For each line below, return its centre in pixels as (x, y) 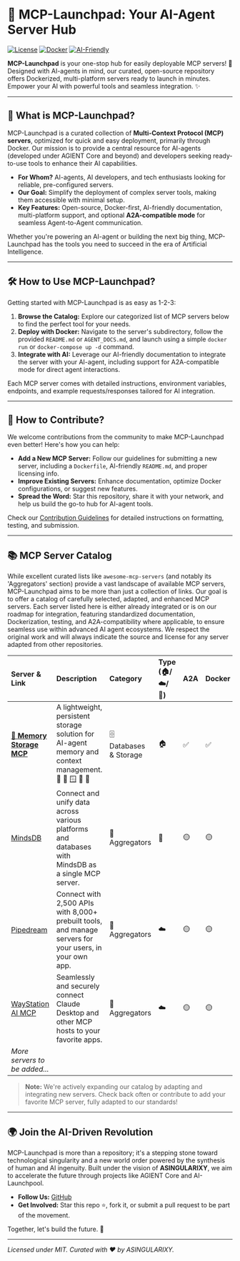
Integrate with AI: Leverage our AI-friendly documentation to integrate (122, 354)
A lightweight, (79, 708)
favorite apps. (79, 1040)
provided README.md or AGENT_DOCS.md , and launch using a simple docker (122, 339)
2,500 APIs (75, 903)
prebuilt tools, (79, 921)
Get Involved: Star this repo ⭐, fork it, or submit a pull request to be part (124, 1205)
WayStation (30, 1004)
